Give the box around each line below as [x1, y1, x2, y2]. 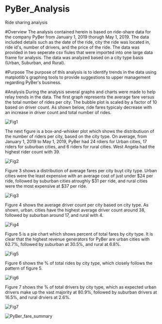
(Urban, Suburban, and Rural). [5, 60, 65, 65]
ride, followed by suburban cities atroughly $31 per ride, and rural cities [5, 178, 148, 184]
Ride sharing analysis [5, 19, 48, 25]
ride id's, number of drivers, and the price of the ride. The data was [5, 44, 140, 50]
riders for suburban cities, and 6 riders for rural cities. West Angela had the [5, 144, 155, 149]
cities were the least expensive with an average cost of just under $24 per [5, 173, 153, 178]
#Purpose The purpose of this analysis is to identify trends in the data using [5, 69, 157, 75]
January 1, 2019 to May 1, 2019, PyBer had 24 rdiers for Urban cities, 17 [5, 138, 147, 144]
